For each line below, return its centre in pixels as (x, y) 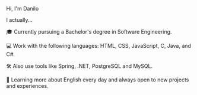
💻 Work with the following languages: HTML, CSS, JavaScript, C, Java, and (99, 46)
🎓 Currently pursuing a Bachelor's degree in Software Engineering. (89, 32)
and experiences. (27, 86)
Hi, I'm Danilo (23, 9)
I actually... (19, 20)
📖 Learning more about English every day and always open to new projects (98, 80)
